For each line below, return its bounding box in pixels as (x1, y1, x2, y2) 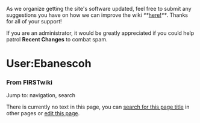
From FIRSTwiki (6, 78, 53, 86)
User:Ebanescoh (6, 57, 92, 71)
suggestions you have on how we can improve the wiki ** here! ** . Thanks (6, 11, 189, 19)
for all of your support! (6, 18, 62, 25)
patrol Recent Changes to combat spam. (6, 36, 108, 43)
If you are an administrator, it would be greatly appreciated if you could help (6, 29, 195, 37)
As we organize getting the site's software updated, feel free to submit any (6, 5, 192, 12)
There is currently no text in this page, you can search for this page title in (6, 103, 190, 110)
